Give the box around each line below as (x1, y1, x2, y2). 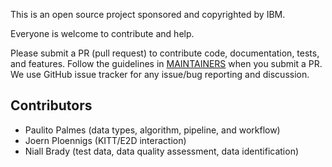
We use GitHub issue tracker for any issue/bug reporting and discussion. (10, 69, 310, 80)
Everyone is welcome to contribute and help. (10, 28, 195, 39)
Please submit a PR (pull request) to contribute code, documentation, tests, (10, 47, 320, 59)
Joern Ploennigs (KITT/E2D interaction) (24, 134, 187, 146)
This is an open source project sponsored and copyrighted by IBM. (10, 9, 286, 20)
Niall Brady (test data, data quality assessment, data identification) (24, 145, 300, 157)
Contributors (10, 97, 93, 114)
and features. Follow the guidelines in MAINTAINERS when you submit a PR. (10, 58, 323, 69)
